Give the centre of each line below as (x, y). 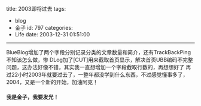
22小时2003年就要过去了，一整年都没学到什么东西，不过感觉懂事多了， (100, 74)
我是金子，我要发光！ (32, 96)
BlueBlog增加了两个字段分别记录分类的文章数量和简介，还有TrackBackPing (99, 52)
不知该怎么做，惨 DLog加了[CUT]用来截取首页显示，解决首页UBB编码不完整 (100, 60)
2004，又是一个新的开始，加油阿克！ (52, 82)
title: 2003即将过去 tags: (36, 9)
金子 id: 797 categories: (44, 28)
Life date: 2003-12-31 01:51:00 (52, 34)
